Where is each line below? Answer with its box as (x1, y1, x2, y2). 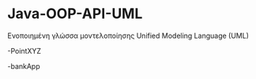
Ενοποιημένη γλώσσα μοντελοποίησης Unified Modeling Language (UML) (7, 31, 250, 40)
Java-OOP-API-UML (7, 5, 143, 23)
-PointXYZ (7, 46, 41, 55)
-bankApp (7, 61, 40, 71)
